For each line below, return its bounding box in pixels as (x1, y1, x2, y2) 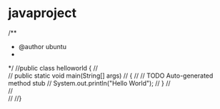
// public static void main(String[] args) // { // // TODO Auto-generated (8, 71, 214, 80)
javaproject (8, 5, 77, 21)
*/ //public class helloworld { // (8, 63, 99, 72)
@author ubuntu (18, 42, 67, 51)
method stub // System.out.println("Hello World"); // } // (8, 78, 171, 87)
